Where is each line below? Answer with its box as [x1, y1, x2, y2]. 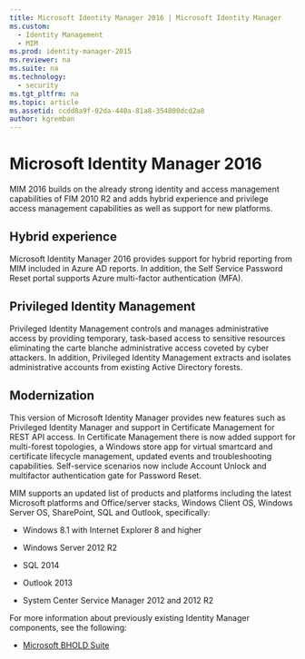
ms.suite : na [9, 64, 59, 74]
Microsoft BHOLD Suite [22, 639, 110, 650]
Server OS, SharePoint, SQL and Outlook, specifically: [9, 507, 211, 517]
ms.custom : [9, 22, 51, 31]
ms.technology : [9, 73, 67, 82]
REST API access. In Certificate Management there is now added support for [9, 431, 296, 442]
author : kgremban [9, 114, 75, 123]
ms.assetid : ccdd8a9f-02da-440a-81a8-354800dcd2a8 [9, 106, 205, 115]
